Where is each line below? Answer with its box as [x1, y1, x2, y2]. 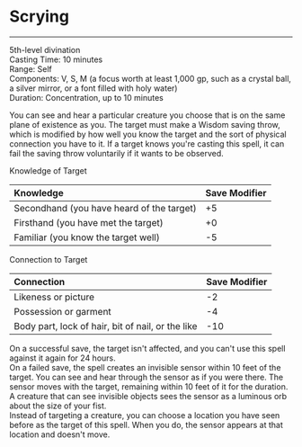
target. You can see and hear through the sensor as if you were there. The [9, 371, 284, 382]
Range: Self [9, 63, 52, 74]
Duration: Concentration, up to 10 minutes [9, 92, 164, 103]
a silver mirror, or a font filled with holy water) [9, 83, 178, 94]
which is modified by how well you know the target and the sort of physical [9, 129, 287, 139]
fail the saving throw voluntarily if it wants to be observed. [9, 148, 225, 158]
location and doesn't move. [9, 429, 111, 440]
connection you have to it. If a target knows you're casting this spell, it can [9, 138, 285, 149]
